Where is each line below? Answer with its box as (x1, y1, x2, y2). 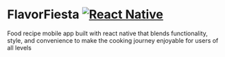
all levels (7, 43, 32, 52)
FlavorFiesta (7, 7, 80, 22)
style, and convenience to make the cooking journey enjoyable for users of (7, 36, 219, 44)
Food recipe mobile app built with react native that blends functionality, (7, 29, 208, 37)
